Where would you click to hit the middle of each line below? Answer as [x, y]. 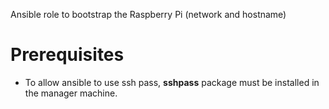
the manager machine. [71, 93]
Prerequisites [67, 55]
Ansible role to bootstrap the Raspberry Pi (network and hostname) [148, 14]
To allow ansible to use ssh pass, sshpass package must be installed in [172, 82]
